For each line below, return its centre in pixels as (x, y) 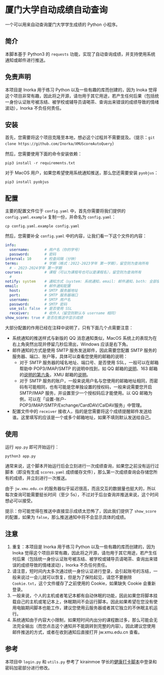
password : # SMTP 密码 (38, 304)
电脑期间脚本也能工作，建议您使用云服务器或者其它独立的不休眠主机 (85, 608)
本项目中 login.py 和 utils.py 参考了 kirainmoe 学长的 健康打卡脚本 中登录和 (81, 661)
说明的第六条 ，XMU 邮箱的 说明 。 (57, 375)
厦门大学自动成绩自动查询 (57, 10)
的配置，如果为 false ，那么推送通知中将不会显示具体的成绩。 (67, 517)
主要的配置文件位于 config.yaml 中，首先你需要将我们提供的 (65, 211)
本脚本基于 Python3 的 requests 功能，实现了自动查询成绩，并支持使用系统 (80, 54)
